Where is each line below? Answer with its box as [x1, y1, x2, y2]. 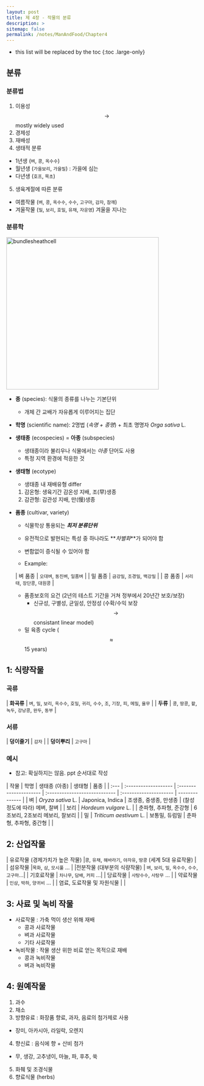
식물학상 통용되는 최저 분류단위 [24, 522, 98, 529]
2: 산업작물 [6, 839, 46, 849]
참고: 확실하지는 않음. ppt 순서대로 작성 [15, 769, 108, 777]
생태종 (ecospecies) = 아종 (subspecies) [15, 434, 115, 442]
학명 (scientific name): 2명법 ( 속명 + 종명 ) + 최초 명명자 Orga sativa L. [15, 421, 186, 428]
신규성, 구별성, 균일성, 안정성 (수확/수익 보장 [33, 600, 138, 607]
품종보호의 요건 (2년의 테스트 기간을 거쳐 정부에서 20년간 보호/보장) [24, 592, 185, 599]
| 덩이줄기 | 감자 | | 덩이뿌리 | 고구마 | [6, 738, 91, 745]
